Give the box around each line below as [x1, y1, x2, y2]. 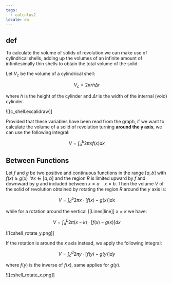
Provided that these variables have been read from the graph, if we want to [6, 118, 165, 124]
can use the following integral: [6, 129, 70, 135]
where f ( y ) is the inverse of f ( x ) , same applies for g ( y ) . [6, 262, 121, 268]
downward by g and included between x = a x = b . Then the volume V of [6, 181, 164, 187]
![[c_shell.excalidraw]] [6, 108, 53, 115]
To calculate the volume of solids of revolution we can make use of [6, 50, 147, 56]
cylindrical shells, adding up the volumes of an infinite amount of [6, 55, 143, 62]
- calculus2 [10, 12, 36, 17]
